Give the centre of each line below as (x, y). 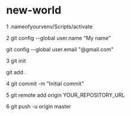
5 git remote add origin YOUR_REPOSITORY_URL (65, 95)
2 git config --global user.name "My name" (59, 38)
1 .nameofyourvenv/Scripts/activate (49, 26)
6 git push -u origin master (39, 106)
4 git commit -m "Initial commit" (45, 84)
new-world (34, 10)
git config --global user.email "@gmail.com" (60, 49)
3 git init (16, 61)
